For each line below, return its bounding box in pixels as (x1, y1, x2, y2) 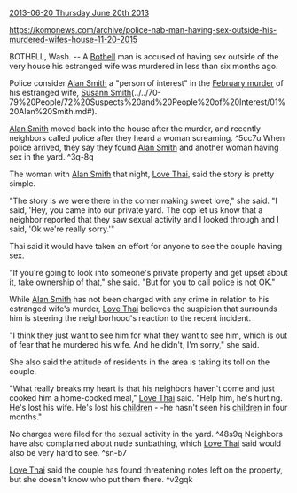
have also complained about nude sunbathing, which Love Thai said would (9, 438, 282, 449)
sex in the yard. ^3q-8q (9, 152, 95, 162)
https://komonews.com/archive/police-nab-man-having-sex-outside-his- (9, 25, 277, 35)
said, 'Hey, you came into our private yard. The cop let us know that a (9, 205, 263, 215)
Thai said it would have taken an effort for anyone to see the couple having (9, 241, 283, 251)
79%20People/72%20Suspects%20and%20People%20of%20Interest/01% (9, 97, 286, 107)
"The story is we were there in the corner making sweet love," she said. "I (9, 195, 277, 206)
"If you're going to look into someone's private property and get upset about (9, 268, 288, 278)
